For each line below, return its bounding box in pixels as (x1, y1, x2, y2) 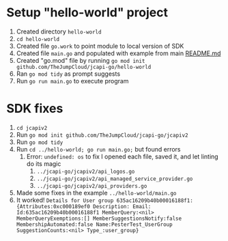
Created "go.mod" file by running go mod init (16, 56, 145, 64)
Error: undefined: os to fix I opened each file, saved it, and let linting (26, 152, 219, 160)
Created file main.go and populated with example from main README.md (16, 49, 221, 57)
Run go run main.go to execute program (16, 76, 129, 85)
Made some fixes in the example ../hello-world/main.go (16, 188, 177, 197)
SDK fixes (6, 101, 63, 117)
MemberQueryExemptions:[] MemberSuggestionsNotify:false (16, 215, 182, 222)
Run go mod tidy (16, 138, 63, 146)
